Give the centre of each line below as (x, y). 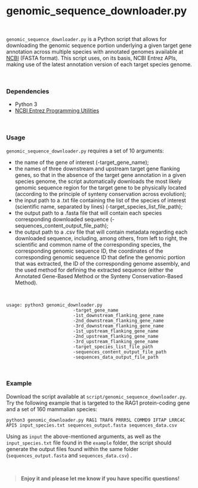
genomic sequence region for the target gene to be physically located (100, 187)
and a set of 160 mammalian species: (52, 409)
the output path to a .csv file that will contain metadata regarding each (101, 232)
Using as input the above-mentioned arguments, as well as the (83, 436)
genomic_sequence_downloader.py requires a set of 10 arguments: (85, 151)
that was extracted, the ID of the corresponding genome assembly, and (102, 263)
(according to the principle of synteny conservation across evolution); (100, 194)
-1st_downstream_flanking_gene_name (118, 315)
